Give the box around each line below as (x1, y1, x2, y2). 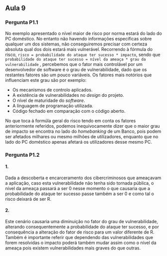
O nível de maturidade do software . (12, 97, 85, 103)
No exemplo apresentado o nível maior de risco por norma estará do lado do (5, 30, 162, 36)
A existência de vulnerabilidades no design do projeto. (12, 92, 124, 98)
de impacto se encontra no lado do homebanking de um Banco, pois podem (5, 128, 162, 134)
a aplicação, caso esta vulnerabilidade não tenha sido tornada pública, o (5, 180, 154, 186)
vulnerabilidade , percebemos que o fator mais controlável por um (5, 61, 143, 67)
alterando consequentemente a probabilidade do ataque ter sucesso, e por (5, 224, 160, 230)
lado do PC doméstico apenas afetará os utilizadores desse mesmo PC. (5, 139, 152, 145)
